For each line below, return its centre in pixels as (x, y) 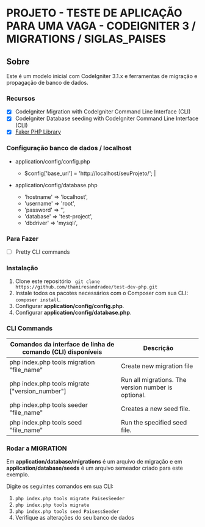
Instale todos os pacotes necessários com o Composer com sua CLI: (102, 293)
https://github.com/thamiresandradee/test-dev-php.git (86, 287)
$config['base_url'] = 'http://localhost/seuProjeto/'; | (90, 173)
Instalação (22, 268)
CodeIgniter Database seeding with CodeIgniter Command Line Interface (107, 118)
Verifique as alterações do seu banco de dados (74, 518)
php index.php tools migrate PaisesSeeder (70, 499)
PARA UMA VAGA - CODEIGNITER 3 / (101, 26)
